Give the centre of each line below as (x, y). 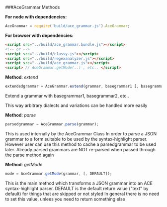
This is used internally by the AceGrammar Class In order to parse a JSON (81, 133)
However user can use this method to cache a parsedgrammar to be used (81, 144)
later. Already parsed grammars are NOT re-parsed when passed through (80, 149)
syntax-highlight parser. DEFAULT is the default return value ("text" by (77, 188)
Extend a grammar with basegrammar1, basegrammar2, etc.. (67, 96)
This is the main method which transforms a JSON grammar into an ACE (79, 183)
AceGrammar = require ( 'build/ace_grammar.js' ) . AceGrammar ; (68, 26)
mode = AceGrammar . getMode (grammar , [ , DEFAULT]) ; (59, 174)
